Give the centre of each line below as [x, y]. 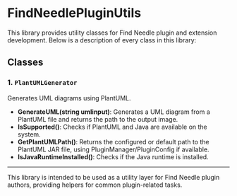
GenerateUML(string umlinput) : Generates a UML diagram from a [114, 112]
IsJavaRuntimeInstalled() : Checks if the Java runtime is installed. [113, 156]
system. [29, 134]
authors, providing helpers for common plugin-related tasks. [95, 185]
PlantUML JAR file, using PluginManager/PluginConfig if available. [113, 149]
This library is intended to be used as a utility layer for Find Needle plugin [114, 177]
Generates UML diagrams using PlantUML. [69, 98]
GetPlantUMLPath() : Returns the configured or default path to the [113, 142]
